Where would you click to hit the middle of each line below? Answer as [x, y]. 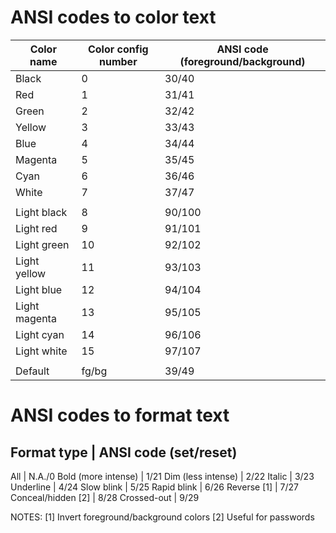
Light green [42, 244]
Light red [36, 228]
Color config [118, 49]
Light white [41, 351]
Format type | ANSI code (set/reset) [124, 452]
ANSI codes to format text [120, 415]
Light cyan [40, 334]
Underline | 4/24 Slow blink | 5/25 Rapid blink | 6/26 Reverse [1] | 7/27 [155, 487]
